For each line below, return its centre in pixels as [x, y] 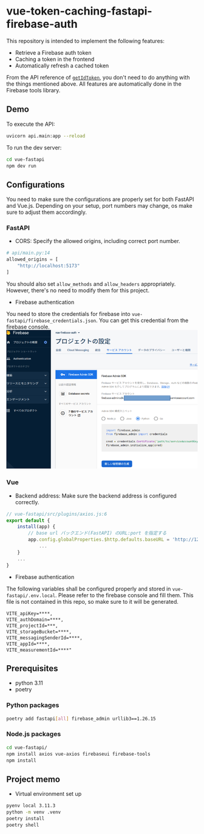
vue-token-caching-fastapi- [80, 11]
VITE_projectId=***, [32, 626]
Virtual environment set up [48, 794]
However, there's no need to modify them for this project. [78, 290]
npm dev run [21, 166]
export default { [28, 521]
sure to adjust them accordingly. [46, 212]
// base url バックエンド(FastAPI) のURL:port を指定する [97, 533]
